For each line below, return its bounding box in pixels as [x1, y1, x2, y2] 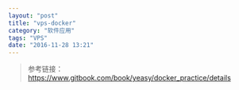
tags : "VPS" [8, 33, 48, 42]
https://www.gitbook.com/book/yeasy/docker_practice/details [27, 73, 232, 83]
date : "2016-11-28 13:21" [8, 41, 94, 49]
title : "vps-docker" [8, 19, 77, 27]
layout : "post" [8, 11, 59, 20]
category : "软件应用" [8, 26, 75, 34]
